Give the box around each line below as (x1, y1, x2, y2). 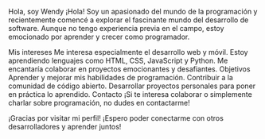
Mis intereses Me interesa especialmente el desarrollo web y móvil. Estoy (8, 48, 248, 56)
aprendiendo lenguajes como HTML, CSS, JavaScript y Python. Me (8, 56, 228, 65)
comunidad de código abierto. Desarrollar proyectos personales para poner (8, 81, 256, 91)
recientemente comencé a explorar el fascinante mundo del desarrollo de (8, 15, 249, 25)
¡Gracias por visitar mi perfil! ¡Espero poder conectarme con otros (8, 114, 224, 122)
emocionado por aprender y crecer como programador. (8, 32, 190, 41)
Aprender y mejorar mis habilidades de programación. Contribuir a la (8, 73, 233, 82)
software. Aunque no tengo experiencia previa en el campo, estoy (8, 24, 224, 33)
